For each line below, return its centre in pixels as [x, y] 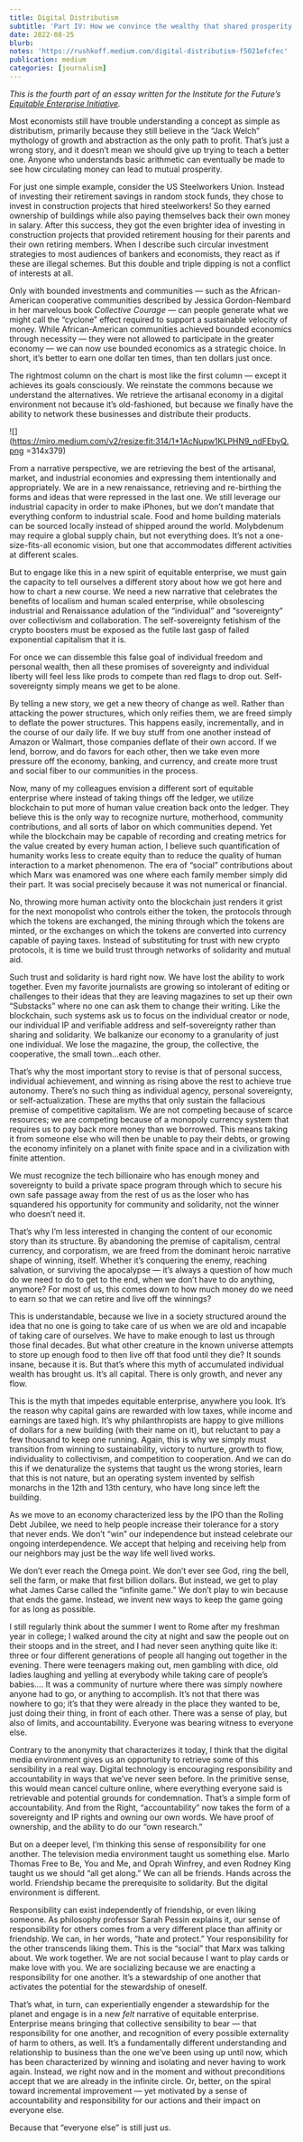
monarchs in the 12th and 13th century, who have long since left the [135, 1487]
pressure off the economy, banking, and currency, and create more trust [143, 761]
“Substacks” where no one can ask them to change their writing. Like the [145, 1006]
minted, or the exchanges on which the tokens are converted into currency [148, 930]
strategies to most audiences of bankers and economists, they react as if [145, 253]
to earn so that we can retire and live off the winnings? [110, 1298]
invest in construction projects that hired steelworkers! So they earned [140, 205]
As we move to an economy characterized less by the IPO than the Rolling [147, 1514]
